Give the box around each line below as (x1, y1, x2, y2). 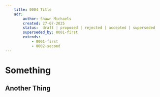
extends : (23, 35, 41, 40)
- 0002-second (31, 44, 61, 48)
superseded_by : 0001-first (23, 30, 78, 35)
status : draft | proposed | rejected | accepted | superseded (23, 25, 155, 30)
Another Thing (5, 84, 51, 93)
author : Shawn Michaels (23, 16, 71, 21)
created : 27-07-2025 (23, 21, 65, 26)
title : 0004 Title (14, 7, 52, 12)
